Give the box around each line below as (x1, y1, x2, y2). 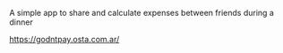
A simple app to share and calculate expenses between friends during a (9, 8, 275, 18)
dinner (9, 17, 33, 27)
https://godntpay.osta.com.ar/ (9, 34, 120, 44)
